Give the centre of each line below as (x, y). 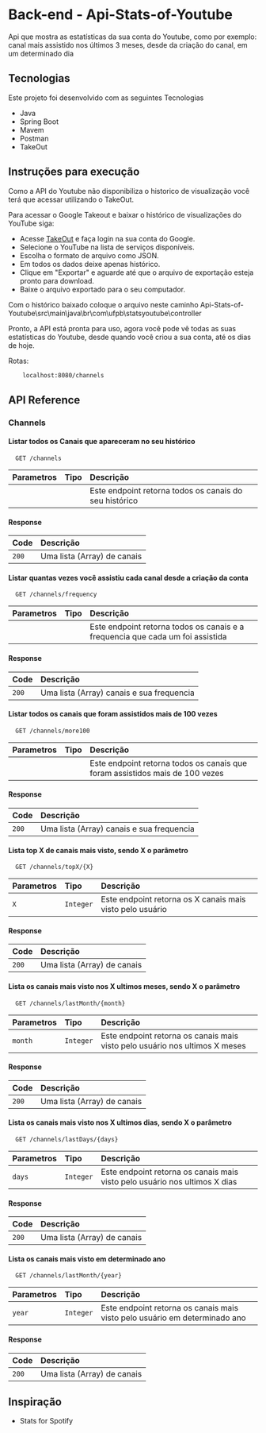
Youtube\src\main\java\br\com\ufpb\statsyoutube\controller (105, 313)
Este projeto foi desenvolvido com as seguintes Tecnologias (106, 98)
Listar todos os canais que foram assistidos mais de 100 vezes (113, 714)
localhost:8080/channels (63, 375)
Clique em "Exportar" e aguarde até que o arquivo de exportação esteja (137, 272)
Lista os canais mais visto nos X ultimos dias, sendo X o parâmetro (120, 1122)
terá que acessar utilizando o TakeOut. (71, 199)
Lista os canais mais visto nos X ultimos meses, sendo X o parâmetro (124, 986)
